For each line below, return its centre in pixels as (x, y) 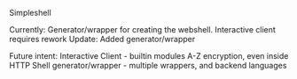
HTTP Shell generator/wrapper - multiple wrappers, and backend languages (148, 65)
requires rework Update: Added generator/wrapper (102, 39)
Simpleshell (30, 13)
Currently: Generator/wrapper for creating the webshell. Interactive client (143, 29)
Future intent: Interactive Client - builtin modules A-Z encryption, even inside (149, 56)
